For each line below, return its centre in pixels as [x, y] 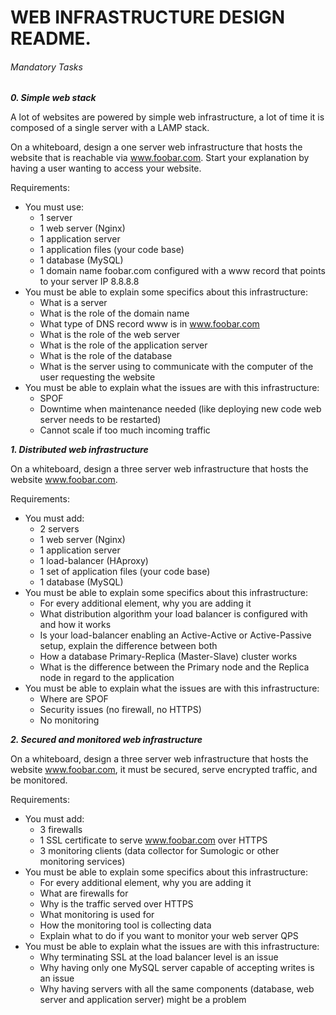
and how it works [75, 625]
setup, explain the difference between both [128, 646]
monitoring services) [82, 862]
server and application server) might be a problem [143, 1000]
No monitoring [69, 720]
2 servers [59, 529]
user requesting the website [97, 377]
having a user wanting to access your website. [106, 168]
